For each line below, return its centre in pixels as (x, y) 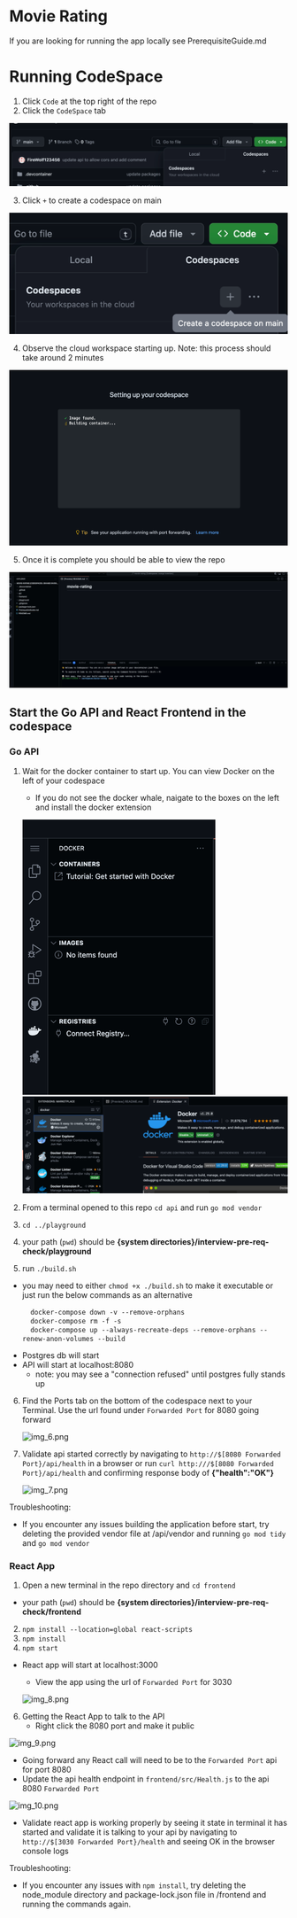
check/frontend (51, 1612)
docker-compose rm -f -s (76, 1321)
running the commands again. (76, 1904)
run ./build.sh (49, 1268)
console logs (45, 1851)
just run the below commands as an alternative (107, 1294)
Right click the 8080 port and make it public (114, 1726)
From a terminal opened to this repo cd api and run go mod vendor (142, 1207)
